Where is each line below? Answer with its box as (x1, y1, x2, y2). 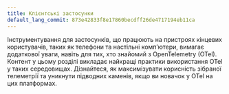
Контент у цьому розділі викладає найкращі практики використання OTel (7, 57, 223, 65)
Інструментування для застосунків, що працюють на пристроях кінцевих (7, 35, 222, 43)
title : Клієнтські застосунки (7, 10, 94, 17)
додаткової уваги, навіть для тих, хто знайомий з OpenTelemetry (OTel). (7, 49, 217, 58)
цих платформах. (7, 79, 57, 87)
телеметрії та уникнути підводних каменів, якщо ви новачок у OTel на (7, 71, 213, 80)
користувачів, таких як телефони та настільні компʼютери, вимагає (7, 43, 205, 51)
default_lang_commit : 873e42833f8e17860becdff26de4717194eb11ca (7, 16, 195, 23)
